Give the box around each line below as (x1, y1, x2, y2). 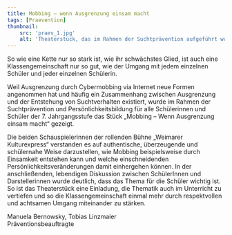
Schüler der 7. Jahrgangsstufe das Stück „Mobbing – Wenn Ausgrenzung (7, 112, 215, 121)
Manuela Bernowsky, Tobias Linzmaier (7, 212, 117, 221)
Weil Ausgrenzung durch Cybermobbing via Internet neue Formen (7, 83, 195, 91)
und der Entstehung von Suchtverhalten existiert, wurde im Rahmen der (7, 97, 211, 106)
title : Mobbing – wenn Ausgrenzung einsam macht (7, 10, 150, 17)
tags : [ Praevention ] (7, 17, 67, 23)
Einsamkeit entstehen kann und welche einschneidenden (7, 155, 169, 163)
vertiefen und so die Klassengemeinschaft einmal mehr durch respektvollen (7, 191, 222, 200)
